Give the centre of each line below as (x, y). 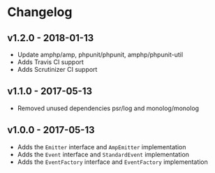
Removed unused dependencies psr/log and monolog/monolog (108, 108)
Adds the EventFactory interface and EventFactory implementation (112, 162)
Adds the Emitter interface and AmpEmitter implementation (102, 146)
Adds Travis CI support (50, 62)
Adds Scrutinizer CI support (57, 69)
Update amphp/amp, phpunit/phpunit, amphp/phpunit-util (100, 54)
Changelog (40, 12)
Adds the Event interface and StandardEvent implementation (103, 154)
